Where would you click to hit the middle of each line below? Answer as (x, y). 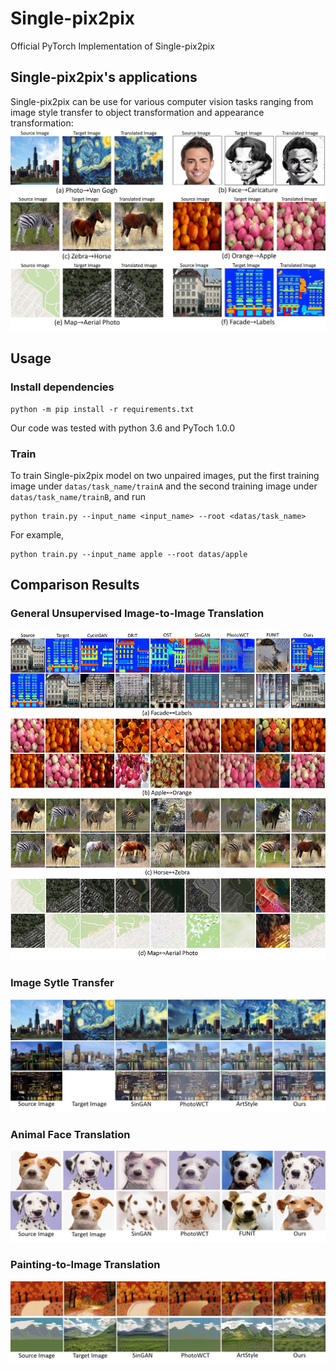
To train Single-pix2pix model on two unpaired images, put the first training (165, 476)
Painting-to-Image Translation (85, 1265)
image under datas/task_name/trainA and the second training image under (164, 486)
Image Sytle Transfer (62, 983)
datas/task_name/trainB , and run (78, 497)
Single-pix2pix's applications (104, 77)
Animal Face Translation (70, 1134)
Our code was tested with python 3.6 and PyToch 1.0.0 (123, 428)
